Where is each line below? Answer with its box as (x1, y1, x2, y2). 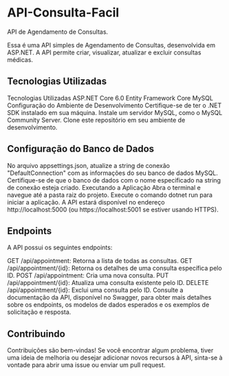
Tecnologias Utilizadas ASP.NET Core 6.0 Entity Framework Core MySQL (7, 94, 213, 102)
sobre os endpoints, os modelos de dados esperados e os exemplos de (7, 301, 210, 309)
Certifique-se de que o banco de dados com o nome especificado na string (7, 176, 221, 184)
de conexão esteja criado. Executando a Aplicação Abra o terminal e (7, 183, 201, 191)
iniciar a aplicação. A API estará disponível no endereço (7, 198, 165, 206)
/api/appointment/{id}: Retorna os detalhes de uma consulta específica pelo (7, 264, 222, 273)
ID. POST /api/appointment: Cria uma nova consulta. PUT (7, 271, 169, 280)
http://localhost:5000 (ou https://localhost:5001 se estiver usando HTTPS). (7, 205, 219, 213)
